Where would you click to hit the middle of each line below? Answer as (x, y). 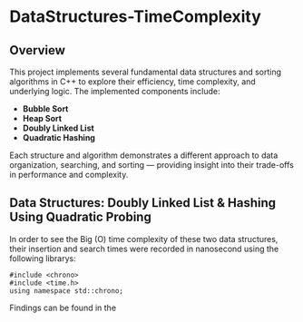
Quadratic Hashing (59, 137)
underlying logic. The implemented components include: (115, 91)
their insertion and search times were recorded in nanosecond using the (144, 249)
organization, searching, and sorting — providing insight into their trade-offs (152, 165)
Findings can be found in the (63, 307)
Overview (38, 50)
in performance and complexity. (69, 175)
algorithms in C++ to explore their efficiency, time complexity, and (132, 82)
